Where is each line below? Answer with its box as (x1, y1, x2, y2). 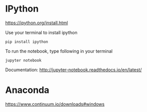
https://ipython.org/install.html (5, 20, 68, 26)
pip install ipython (5, 39, 49, 44)
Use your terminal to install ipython (5, 29, 78, 35)
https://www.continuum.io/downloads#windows (5, 101, 105, 107)
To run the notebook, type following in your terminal (5, 48, 113, 54)
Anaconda (5, 84, 49, 96)
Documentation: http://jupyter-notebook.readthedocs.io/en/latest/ (5, 67, 142, 73)
